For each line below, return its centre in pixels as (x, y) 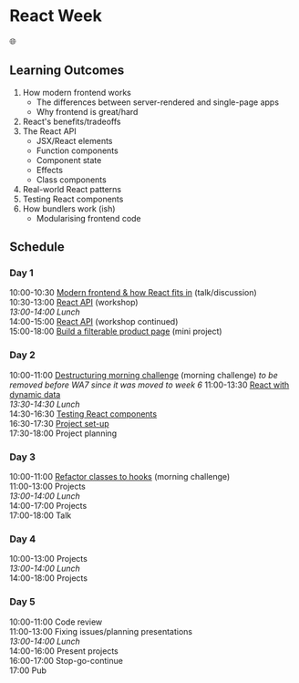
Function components (77, 150)
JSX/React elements (74, 140)
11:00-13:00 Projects (48, 486)
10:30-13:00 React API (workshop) (74, 303)
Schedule (37, 247)
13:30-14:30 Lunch (45, 404)
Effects (50, 170)
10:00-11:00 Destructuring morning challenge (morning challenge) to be (144, 375)
